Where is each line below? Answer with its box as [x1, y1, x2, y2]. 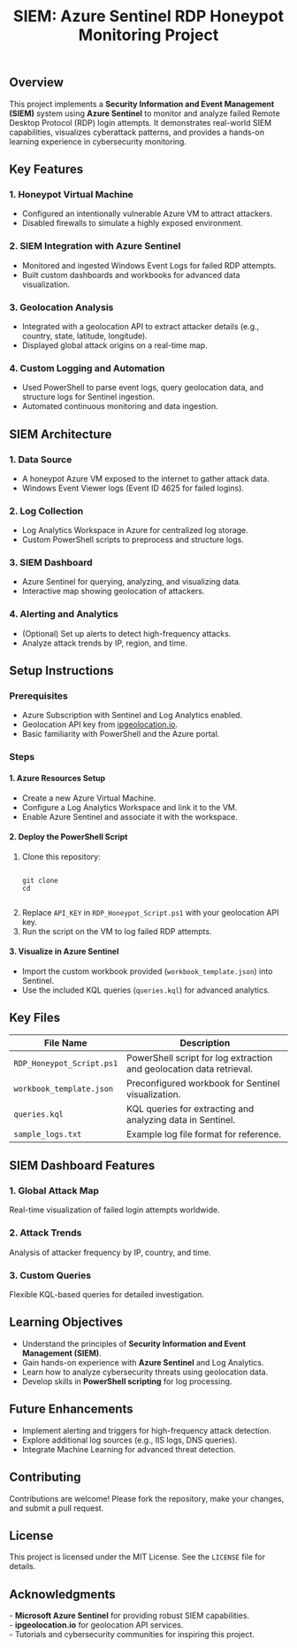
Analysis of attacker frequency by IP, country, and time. [9, 1247, 212, 1257]
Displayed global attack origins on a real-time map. [21, 339, 208, 351]
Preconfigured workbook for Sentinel [126, 1077, 280, 1089]
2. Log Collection [9, 505, 84, 517]
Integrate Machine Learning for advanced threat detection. [21, 1443, 236, 1454]
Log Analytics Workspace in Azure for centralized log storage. [21, 525, 249, 536]
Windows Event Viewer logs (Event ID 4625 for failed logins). [21, 483, 245, 493]
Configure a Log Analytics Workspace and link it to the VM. [21, 801, 238, 812]
